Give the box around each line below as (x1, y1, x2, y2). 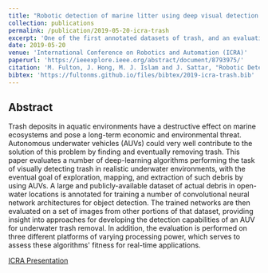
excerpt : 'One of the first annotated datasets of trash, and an (8, 34, 230, 42)
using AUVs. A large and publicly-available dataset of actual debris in (8, 181, 235, 191)
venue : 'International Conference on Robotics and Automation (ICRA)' (8, 49, 248, 57)
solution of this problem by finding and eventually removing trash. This (8, 147, 241, 156)
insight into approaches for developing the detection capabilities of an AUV (8, 215, 255, 224)
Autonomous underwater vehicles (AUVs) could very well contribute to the (8, 139, 253, 148)
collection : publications (8, 19, 94, 27)
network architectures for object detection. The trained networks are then (8, 198, 250, 208)
